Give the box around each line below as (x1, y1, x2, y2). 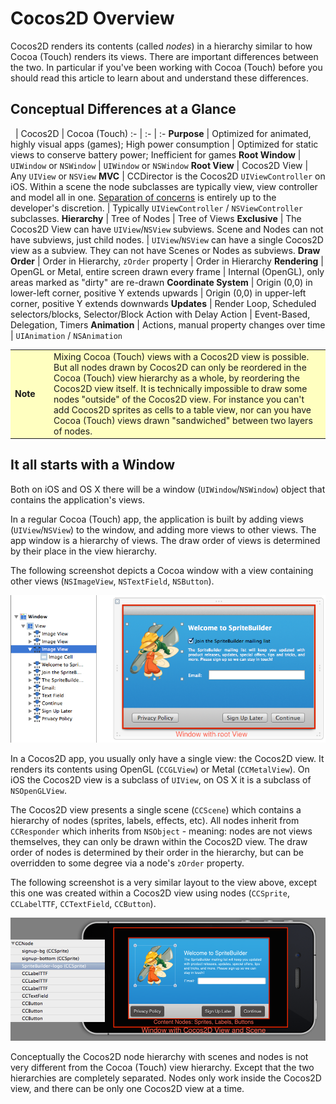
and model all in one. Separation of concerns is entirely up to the (10, 191, 277, 203)
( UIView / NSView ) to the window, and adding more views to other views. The (10, 523, 317, 536)
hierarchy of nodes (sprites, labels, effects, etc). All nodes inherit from (10, 815, 300, 827)
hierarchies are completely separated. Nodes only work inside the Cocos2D (10, 1072, 322, 1084)
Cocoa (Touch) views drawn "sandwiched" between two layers (53, 414, 313, 426)
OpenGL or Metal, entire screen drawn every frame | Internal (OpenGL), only (10, 265, 325, 277)
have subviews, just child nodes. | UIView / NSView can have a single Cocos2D (10, 233, 324, 246)
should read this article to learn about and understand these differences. (10, 72, 309, 84)
